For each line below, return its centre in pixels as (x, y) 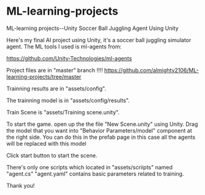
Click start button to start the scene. (52, 155)
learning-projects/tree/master (44, 76)
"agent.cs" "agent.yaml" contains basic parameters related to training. (95, 174)
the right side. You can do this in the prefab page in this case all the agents (101, 137)
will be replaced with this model (46, 143)
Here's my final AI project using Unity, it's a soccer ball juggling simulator (99, 40)
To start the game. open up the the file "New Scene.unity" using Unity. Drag (102, 124)
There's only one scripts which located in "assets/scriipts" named (90, 167)
